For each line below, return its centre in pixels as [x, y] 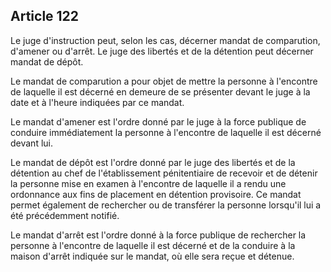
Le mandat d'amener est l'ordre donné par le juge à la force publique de [158, 121]
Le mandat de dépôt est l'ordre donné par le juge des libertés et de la [153, 162]
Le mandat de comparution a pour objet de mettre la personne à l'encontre [164, 81]
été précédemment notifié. [65, 215]
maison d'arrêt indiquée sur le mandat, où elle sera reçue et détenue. [152, 256]
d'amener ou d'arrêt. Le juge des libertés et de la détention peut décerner [162, 51]
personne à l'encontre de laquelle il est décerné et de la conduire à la [153, 245]
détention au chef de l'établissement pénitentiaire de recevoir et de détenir [164, 173]
